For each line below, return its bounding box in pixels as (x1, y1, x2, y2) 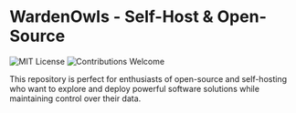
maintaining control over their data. (9, 93, 142, 104)
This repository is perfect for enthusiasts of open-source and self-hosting (9, 73, 288, 84)
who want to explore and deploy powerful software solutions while (9, 83, 260, 94)
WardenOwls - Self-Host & (9, 6, 214, 27)
